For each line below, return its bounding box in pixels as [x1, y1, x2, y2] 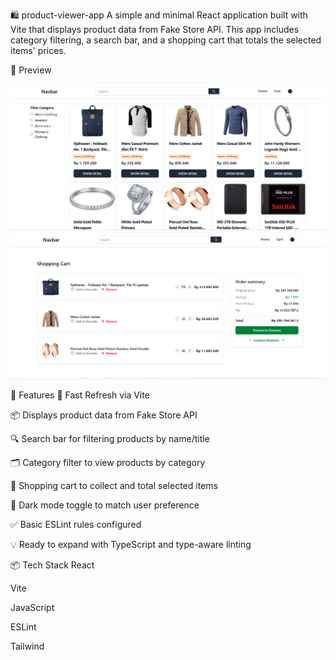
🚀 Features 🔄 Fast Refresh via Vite [10, 389, 150, 401]
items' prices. [10, 45, 67, 56]
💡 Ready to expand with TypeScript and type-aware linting [10, 538, 252, 550]
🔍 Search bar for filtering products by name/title [10, 432, 210, 444]
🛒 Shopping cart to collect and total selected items [10, 479, 218, 491]
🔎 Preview [10, 64, 52, 76]
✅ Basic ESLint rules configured [10, 518, 142, 530]
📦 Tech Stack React [10, 559, 95, 571]
